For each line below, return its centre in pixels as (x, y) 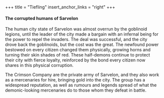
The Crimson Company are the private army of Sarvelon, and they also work (82, 75)
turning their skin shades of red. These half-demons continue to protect (78, 55)
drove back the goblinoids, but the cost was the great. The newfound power (82, 45)
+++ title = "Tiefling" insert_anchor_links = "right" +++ (60, 7)
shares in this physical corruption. (39, 65)
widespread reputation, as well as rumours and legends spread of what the (81, 85)
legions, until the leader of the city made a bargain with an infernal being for (82, 34)
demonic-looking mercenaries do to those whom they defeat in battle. (76, 90)
